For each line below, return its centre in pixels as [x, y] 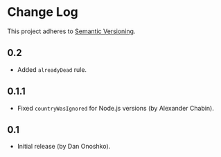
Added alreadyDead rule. [52, 69]
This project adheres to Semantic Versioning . [71, 31]
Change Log [43, 12]
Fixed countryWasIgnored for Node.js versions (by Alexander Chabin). [116, 108]
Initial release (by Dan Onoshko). [64, 147]
